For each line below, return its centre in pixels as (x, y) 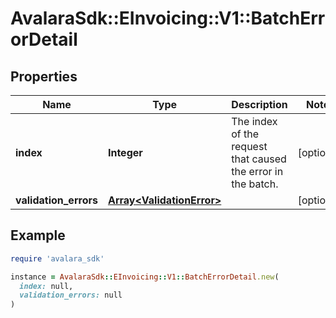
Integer (125, 152)
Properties (44, 76)
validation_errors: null (71, 295)
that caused (259, 159)
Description (259, 104)
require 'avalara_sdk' (57, 258)
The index (254, 121)
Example (38, 235)
